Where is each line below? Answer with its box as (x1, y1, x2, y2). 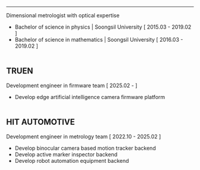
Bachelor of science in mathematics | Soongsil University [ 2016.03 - (14, 36, 183, 43)
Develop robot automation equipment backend (14, 157, 129, 164)
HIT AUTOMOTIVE (6, 117, 76, 127)
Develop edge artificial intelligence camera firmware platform (14, 93, 165, 100)
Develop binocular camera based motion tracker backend (14, 144, 156, 152)
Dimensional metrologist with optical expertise (6, 12, 120, 18)
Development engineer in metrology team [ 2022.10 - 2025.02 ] (6, 132, 161, 140)
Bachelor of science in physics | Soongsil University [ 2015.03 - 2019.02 (14, 23, 192, 30)
